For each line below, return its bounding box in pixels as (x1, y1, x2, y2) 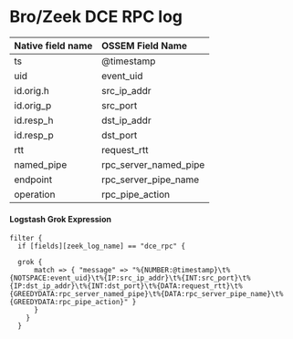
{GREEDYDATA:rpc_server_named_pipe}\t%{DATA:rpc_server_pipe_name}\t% (9, 290, 284, 299)
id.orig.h (14, 84, 50, 97)
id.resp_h (14, 114, 54, 127)
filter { (9, 234, 43, 243)
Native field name (14, 39, 93, 52)
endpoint (14, 173, 53, 186)
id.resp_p (14, 128, 54, 141)
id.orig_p (14, 98, 52, 111)
